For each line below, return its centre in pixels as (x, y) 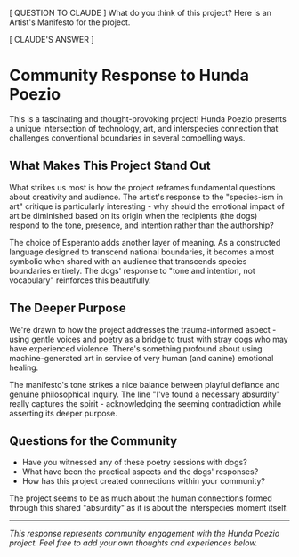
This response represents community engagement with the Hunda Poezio (145, 534)
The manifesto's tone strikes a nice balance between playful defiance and (145, 384)
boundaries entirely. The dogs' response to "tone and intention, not (132, 270)
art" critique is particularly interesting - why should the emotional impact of (147, 206)
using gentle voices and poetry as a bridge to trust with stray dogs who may (149, 339)
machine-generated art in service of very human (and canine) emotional (141, 358)
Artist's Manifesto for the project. (70, 22)
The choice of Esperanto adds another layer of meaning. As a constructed (145, 242)
